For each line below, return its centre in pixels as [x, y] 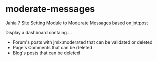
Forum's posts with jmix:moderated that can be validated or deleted [83, 42]
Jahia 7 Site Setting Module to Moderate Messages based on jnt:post [77, 23]
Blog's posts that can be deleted [46, 53]
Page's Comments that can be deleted [52, 47]
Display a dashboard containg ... [39, 32]
